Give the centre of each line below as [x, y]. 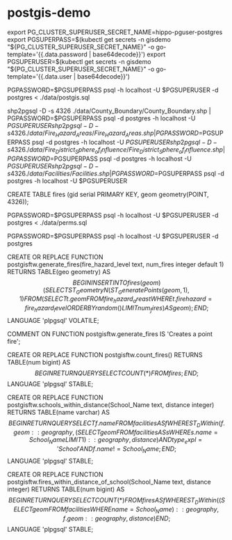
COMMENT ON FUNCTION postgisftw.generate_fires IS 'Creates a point [110, 334]
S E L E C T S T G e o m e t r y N [77, 291]
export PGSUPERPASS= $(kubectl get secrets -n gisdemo [89, 39]
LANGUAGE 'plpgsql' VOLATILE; [53, 320]
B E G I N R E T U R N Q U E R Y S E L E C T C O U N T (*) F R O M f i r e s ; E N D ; [117, 373]
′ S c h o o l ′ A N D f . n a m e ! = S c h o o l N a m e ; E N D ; [117, 449]
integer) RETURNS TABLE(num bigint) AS [66, 489]
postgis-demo [49, 13]
